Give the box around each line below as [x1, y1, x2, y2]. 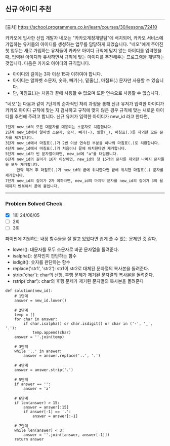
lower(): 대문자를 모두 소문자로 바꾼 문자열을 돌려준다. [12, 246, 119, 252]
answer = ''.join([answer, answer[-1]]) [23, 432, 110, 437]
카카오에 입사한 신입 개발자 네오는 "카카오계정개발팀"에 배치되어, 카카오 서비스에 [5, 34, 163, 41]
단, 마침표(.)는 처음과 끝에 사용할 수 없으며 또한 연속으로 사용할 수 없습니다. [12, 90, 160, 96]
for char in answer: [14, 317, 58, 322]
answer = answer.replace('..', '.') [23, 353, 101, 358]
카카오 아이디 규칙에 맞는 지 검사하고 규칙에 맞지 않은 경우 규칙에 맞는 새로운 [5, 107, 155, 113]
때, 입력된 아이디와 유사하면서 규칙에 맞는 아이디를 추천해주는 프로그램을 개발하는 [5, 54, 165, 60]
